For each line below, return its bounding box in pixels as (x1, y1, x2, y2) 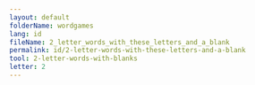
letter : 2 (9, 63, 47, 72)
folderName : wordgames (9, 21, 94, 30)
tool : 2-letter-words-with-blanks (9, 54, 139, 63)
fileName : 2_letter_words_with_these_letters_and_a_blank (9, 37, 230, 47)
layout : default (9, 12, 70, 22)
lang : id (9, 29, 42, 38)
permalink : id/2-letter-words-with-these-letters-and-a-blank (9, 46, 246, 55)
